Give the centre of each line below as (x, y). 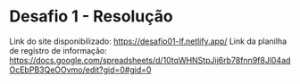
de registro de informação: (58, 50)
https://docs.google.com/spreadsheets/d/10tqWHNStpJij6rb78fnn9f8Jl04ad (150, 60)
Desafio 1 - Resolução (91, 17)
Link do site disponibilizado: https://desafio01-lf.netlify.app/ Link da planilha (148, 41)
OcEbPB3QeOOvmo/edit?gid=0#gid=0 (80, 70)
